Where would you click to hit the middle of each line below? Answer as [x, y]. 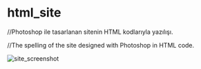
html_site [34, 13]
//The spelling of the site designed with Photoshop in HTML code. [101, 45]
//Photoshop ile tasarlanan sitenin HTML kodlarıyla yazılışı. [90, 32]
